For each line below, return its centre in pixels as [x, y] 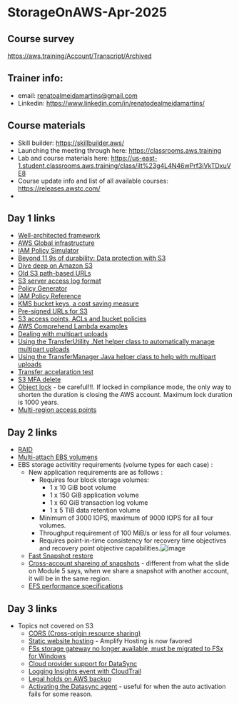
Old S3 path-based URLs [54, 273]
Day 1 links [31, 218]
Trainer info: [35, 78]
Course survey [41, 39]
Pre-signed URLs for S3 [52, 311]
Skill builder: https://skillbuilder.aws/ [71, 143]
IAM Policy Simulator [48, 251]
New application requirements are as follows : [96, 473]
